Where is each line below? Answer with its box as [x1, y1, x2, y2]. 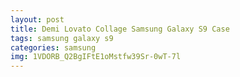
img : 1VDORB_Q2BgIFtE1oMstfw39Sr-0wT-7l [10, 52, 182, 62]
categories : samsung [10, 42, 97, 53]
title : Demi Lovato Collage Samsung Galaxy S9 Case [10, 24, 230, 34]
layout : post [10, 14, 65, 25]
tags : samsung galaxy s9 [10, 33, 114, 43]
